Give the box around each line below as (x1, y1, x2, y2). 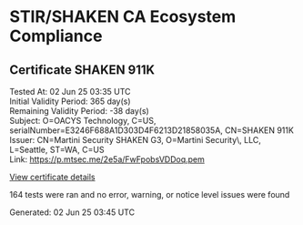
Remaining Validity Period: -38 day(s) (9, 106, 150, 116)
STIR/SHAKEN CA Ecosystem (9, 6, 237, 27)
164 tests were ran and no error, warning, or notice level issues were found (9, 189, 290, 199)
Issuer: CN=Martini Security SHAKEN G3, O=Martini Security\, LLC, (9, 135, 261, 145)
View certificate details (9, 171, 96, 182)
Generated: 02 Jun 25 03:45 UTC (9, 207, 135, 218)
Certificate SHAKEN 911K (9, 62, 156, 77)
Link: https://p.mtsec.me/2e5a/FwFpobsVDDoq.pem (9, 154, 205, 165)
